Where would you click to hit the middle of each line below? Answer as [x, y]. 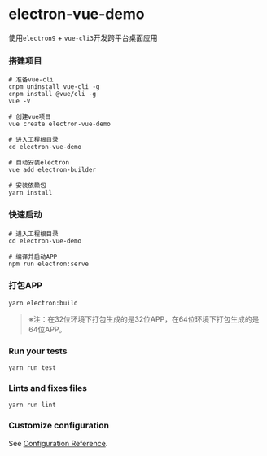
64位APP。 [47, 329]
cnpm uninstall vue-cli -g [54, 87]
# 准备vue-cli [31, 80]
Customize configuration [59, 426]
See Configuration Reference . [58, 443]
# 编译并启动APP [33, 256]
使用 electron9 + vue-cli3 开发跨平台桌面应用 [83, 37]
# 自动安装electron [39, 163]
